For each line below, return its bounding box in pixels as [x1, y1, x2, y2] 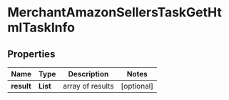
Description [68, 69, 109, 79]
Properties [7, 48, 56, 60]
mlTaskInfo [7, 19, 75, 36]
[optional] [121, 81, 154, 91]
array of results [63, 81, 114, 91]
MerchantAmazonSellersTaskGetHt [7, 4, 223, 21]
